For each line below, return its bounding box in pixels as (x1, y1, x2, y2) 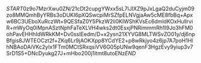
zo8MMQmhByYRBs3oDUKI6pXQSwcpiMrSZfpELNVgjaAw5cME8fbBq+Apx (6, 11, 193, 19)
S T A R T (6, 5, 23, 12)
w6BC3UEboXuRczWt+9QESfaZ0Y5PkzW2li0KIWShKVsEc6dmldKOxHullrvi (6, 18, 193, 25)
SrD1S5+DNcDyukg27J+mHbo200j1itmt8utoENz (6, 50, 125, 56)
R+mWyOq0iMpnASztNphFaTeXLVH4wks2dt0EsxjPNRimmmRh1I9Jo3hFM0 (6, 24, 193, 31)
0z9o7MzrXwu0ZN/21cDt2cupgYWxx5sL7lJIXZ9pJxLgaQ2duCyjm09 (23, 5, 195, 12)
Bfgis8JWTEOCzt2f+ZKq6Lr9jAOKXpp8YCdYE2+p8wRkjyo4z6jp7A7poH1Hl (6, 37, 193, 44)
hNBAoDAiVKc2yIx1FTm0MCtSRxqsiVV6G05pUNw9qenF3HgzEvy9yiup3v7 (6, 43, 193, 50)
